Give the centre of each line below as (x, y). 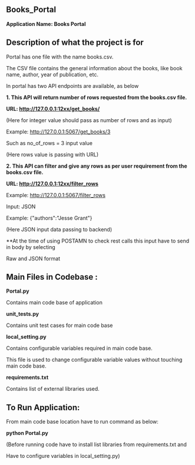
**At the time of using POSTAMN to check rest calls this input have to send (98, 241)
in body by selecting (31, 247)
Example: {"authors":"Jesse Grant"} (49, 218)
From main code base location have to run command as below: (82, 422)
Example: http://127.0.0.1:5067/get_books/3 (58, 132)
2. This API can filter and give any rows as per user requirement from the (97, 166)
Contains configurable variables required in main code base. (80, 348)
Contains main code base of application (54, 303)
